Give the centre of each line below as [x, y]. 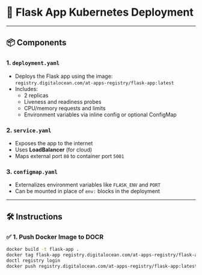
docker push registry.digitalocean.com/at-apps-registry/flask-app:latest [102, 266]
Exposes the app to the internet [54, 143]
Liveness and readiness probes [63, 101]
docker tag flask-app [33, 255]
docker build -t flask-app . [43, 249]
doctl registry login [33, 261]
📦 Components [36, 43]
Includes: [26, 89]
